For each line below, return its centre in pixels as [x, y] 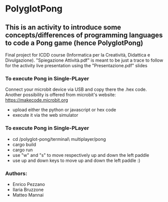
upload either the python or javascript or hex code [64, 110]
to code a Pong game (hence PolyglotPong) [74, 43]
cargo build [24, 144]
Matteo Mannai [28, 195]
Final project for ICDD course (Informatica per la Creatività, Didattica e [78, 55]
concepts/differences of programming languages [84, 35]
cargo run [23, 150]
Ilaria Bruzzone [28, 189]
